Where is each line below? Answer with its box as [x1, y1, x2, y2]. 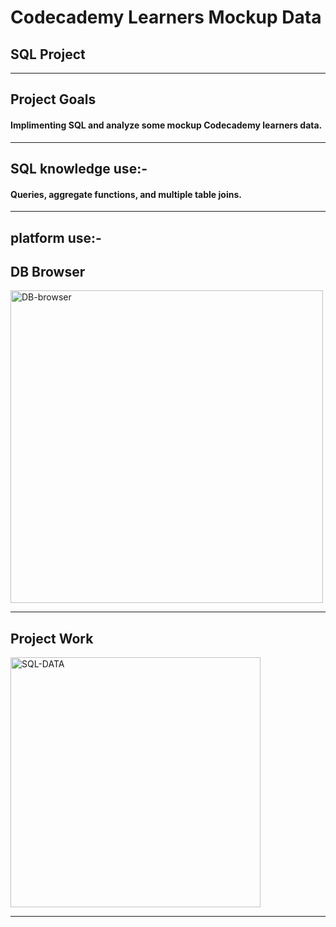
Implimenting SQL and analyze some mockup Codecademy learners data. [10, 119, 323, 131]
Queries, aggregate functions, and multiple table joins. [10, 188, 242, 200]
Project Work [10, 630, 94, 647]
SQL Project [10, 46, 86, 63]
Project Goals [10, 91, 97, 108]
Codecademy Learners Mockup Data [10, 6, 322, 29]
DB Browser [10, 263, 86, 280]
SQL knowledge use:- [10, 160, 148, 177]
